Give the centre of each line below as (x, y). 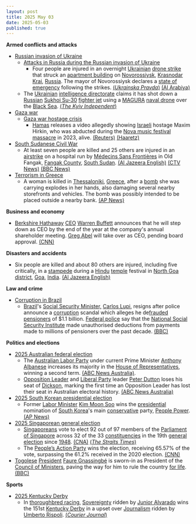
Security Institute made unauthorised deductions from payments (102, 325)
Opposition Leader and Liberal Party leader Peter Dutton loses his (103, 379)
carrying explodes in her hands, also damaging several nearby (99, 188)
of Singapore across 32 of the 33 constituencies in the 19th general (105, 436)
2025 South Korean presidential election (64, 398)
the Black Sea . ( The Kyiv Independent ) (70, 106)
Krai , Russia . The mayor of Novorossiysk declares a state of (105, 81)
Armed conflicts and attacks (42, 45)
